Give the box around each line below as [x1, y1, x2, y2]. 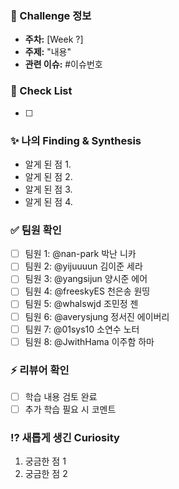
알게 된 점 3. [24, 183, 73, 195]
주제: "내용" [24, 46, 72, 58]
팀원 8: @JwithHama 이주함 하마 [24, 335, 155, 347]
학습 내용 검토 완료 [24, 390, 98, 402]
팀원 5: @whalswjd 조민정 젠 [24, 298, 139, 310]
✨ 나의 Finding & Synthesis [10, 133, 142, 147]
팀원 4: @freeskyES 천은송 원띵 [24, 285, 151, 297]
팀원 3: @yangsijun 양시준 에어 [24, 273, 148, 285]
